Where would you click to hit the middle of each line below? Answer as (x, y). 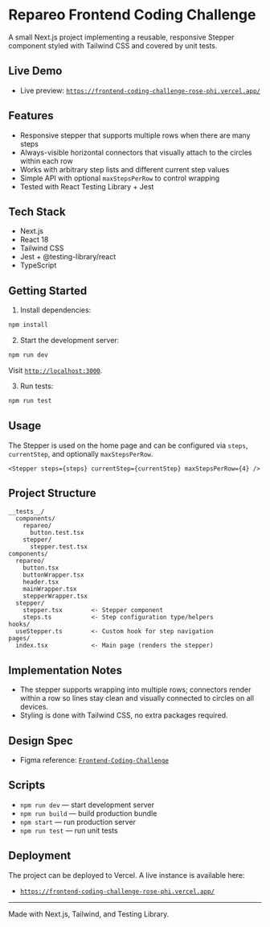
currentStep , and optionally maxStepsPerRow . (81, 453)
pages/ (19, 639)
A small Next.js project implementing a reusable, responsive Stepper (121, 37)
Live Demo (35, 71)
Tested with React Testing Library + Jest (87, 186)
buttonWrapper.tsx (53, 575)
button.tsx (41, 568)
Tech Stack (37, 211)
